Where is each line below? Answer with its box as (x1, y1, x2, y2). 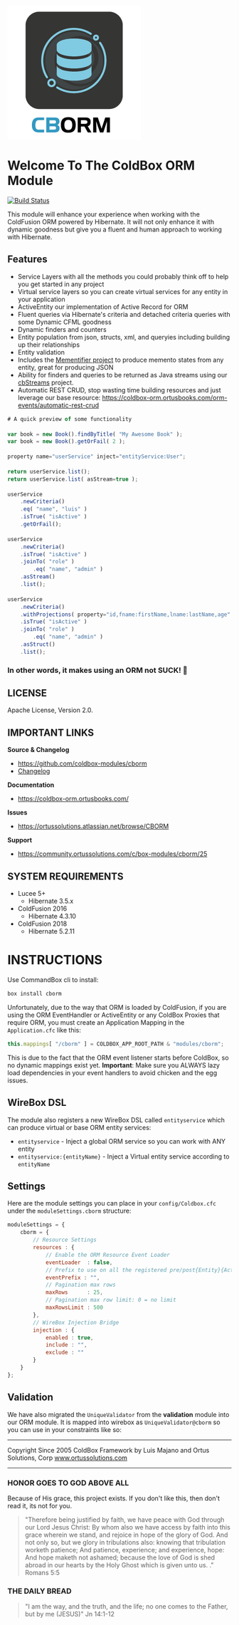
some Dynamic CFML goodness (17, 318, 112, 326)
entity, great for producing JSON (17, 362, 114, 372)
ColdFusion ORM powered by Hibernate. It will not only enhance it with (7, 217, 215, 226)
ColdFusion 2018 (17, 919, 68, 928)
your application (17, 295, 65, 303)
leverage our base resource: (17, 393, 101, 402)
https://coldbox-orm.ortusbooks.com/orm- (102, 393, 228, 402)
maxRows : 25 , (45, 1289, 103, 1296)
